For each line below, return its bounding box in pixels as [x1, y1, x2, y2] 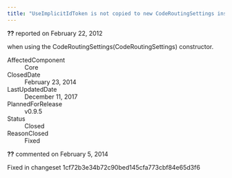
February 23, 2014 [24, 77, 77, 86]
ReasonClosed [7, 129, 49, 137]
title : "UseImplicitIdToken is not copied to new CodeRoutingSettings [7, 10, 215, 17]
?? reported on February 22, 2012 [7, 29, 103, 37]
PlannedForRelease [7, 99, 63, 108]
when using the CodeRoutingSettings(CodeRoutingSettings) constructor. [7, 42, 214, 50]
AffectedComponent [7, 56, 66, 64]
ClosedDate [7, 70, 41, 79]
